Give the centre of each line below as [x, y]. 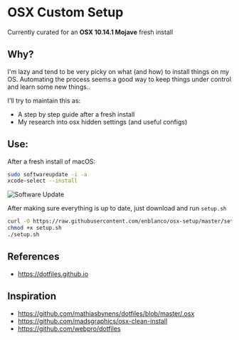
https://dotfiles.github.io [53, 274]
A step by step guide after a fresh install [76, 114]
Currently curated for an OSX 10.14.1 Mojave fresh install [90, 32]
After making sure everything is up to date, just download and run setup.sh [117, 208]
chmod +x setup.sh [34, 228]
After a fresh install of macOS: [52, 161]
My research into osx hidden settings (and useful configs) [102, 122]
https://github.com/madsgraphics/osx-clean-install [92, 321]
